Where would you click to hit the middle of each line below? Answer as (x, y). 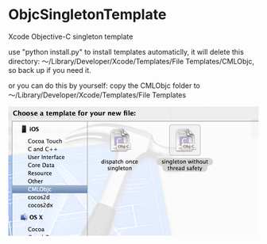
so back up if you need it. (50, 70)
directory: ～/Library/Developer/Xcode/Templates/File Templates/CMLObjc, (132, 61)
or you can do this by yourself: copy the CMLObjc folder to (104, 86)
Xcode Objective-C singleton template (71, 36)
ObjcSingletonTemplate (87, 15)
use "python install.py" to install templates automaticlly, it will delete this (126, 51)
